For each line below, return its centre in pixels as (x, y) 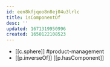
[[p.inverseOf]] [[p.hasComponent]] (60, 58)
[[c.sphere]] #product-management (60, 51)
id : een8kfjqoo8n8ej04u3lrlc (43, 12)
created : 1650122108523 (36, 34)
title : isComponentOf (34, 18)
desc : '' (17, 23)
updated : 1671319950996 (36, 29)
